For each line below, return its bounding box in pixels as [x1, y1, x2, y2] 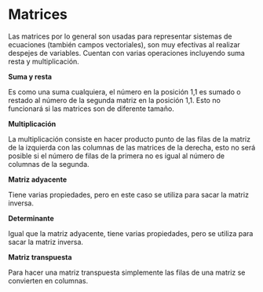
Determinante [8, 213, 55, 223]
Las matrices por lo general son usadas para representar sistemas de [8, 31, 233, 41]
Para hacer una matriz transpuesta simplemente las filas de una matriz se [8, 268, 246, 277]
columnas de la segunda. [8, 159, 89, 168]
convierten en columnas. [8, 275, 89, 285]
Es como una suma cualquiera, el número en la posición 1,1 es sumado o [8, 87, 241, 96]
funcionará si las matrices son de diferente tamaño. [8, 104, 174, 113]
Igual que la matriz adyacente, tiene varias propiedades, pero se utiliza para [8, 228, 254, 238]
